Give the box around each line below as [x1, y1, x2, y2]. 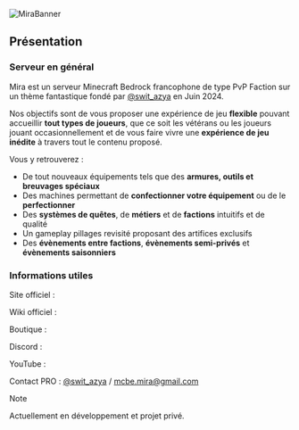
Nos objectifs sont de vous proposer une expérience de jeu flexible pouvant [9, 108, 290, 119]
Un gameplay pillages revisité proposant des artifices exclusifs [21, 227, 253, 238]
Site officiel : [9, 289, 55, 300]
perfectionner [21, 199, 76, 210]
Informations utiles [9, 269, 94, 281]
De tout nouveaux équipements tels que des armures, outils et [21, 170, 254, 182]
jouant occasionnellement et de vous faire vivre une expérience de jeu [9, 127, 270, 137]
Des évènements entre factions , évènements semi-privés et [21, 237, 250, 248]
